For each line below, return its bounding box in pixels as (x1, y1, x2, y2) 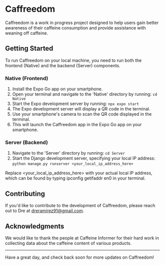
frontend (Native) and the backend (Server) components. (5, 62, 121, 68)
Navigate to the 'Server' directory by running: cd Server (12, 150, 125, 156)
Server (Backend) (5, 139, 48, 146)
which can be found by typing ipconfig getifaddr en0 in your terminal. (5, 175, 146, 181)
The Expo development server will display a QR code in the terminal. (12, 106, 151, 112)
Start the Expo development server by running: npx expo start (12, 101, 139, 106)
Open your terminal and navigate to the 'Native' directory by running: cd (12, 91, 157, 97)
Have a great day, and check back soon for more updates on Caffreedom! (5, 254, 155, 260)
